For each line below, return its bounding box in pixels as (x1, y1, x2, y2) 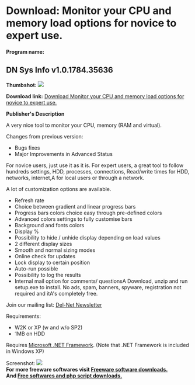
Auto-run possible (14, 265, 58, 272)
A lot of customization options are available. (6, 185, 112, 192)
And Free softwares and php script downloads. (6, 372, 123, 379)
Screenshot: (6, 359, 36, 366)
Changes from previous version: (6, 133, 83, 140)
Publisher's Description (6, 110, 65, 117)
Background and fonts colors (14, 221, 85, 228)
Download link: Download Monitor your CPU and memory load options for (6, 92, 184, 100)
